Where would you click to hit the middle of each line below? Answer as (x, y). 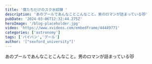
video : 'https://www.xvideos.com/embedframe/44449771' (62, 28)
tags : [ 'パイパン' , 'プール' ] (32, 37)
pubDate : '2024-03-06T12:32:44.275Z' (44, 19)
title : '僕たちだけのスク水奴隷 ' (36, 10)
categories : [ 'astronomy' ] (33, 32)
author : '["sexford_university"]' (41, 42)
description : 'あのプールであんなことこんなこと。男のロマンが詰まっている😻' (76, 14)
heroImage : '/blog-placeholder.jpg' (43, 23)
